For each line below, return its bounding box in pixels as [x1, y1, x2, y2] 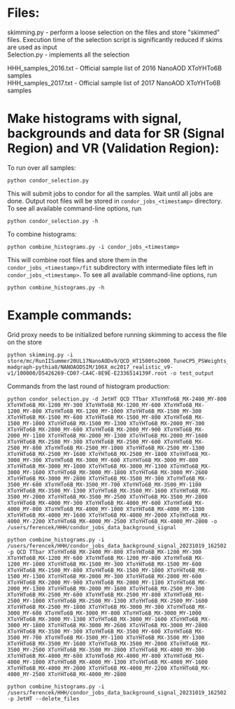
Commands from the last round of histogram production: [7, 382, 170, 390]
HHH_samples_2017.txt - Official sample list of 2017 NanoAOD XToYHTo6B [7, 78, 221, 87]
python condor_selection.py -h [7, 217, 99, 224]
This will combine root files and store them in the [7, 255, 148, 264]
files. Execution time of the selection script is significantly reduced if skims [7, 35, 222, 43]
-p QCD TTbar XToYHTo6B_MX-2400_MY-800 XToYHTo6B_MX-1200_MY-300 [7, 548, 201, 555]
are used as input [7, 43, 57, 51]
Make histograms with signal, [7, 110, 182, 127]
